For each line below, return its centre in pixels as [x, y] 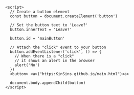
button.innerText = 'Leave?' [41, 29]
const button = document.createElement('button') [64, 16]
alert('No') [27, 65]
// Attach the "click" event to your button [58, 47]
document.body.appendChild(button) [48, 83]
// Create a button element [40, 12]
